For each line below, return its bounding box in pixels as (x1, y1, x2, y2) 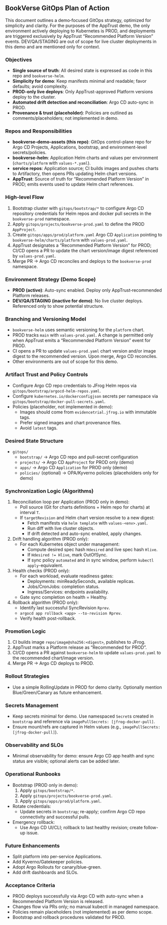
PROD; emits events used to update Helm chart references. (12, 182, 134, 187)
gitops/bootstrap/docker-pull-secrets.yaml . (12, 398, 106, 404)
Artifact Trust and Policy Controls (5, 371, 88, 378)
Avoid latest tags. (19, 425, 58, 431)
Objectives (5, 56, 32, 63)
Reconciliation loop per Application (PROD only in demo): (12, 499, 130, 505)
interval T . (19, 510, 40, 516)
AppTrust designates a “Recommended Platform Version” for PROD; (12, 242, 152, 248)
